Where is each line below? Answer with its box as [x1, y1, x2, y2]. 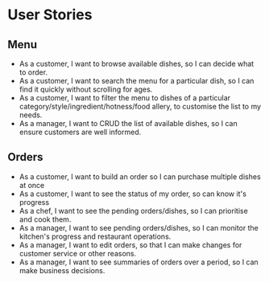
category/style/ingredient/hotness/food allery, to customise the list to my [19, 102, 262, 111]
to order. [19, 67, 48, 77]
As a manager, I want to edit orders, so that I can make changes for [19, 239, 242, 250]
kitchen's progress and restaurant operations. [19, 231, 172, 241]
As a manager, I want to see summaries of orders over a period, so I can [19, 257, 259, 267]
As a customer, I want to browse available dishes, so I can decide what [19, 59, 255, 68]
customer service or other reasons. [19, 248, 137, 258]
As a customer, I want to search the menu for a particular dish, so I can [19, 76, 255, 85]
